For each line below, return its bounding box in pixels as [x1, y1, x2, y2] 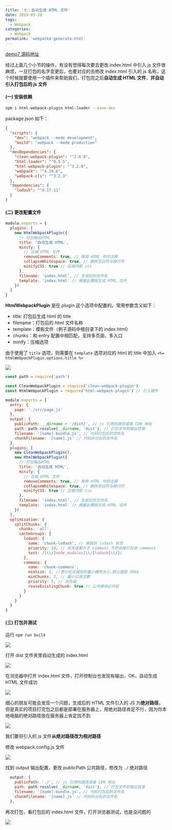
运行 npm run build [5, 632, 46, 638]
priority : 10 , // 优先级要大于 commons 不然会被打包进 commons [28, 545, 156, 551]
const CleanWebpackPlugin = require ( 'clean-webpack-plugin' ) [5, 384, 139, 389]
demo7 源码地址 [5, 51, 39, 57]
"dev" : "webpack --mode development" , [14, 135, 97, 140]
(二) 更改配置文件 [5, 209, 41, 215]
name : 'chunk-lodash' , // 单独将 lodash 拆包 [28, 541, 123, 546]
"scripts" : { [10, 130, 38, 136]
